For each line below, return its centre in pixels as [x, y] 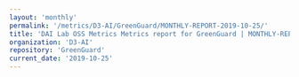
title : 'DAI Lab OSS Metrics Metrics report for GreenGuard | [127, 34]
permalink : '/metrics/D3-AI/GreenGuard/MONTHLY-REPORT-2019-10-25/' [139, 26]
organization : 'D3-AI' [51, 42]
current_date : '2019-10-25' [61, 58]
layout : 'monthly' [43, 17]
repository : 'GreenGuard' [57, 50]
